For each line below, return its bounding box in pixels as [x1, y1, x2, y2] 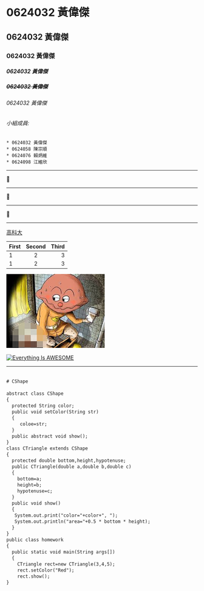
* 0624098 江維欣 [6, 159, 47, 165]
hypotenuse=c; [17, 488, 53, 494]
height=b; [17, 482, 42, 488]
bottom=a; [17, 476, 42, 482]
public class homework [6, 537, 64, 543]
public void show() [12, 500, 61, 506]
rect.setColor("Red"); [17, 567, 75, 573]
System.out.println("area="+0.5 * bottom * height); [14, 518, 151, 525]
